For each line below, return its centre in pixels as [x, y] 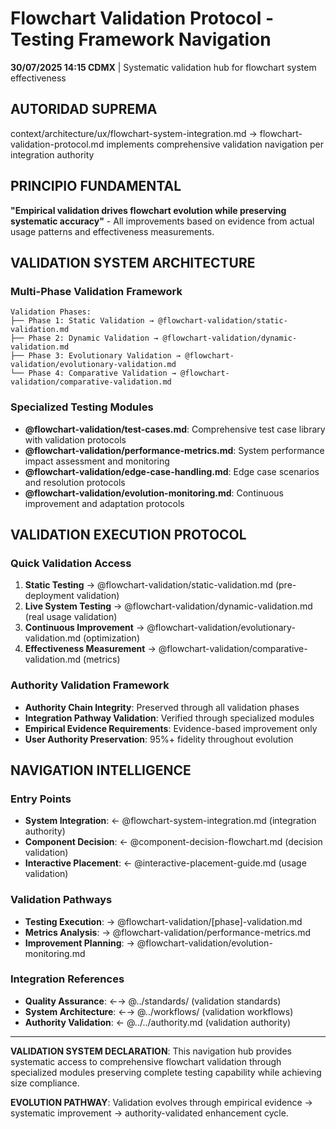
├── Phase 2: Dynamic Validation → [84, 338]
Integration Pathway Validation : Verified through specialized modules [169, 718]
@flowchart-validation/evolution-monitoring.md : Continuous [154, 493]
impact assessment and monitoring [97, 461]
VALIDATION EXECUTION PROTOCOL [128, 534]
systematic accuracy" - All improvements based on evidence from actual [162, 221]
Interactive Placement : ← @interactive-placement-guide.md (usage [165, 863]
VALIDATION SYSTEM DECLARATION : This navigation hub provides [151, 1051]
